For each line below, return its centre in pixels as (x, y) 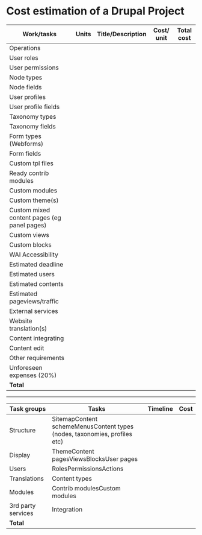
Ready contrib (29, 173)
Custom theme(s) (34, 200)
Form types (26, 136)
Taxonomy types (33, 116)
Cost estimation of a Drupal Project (95, 11)
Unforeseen (26, 367)
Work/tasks (40, 34)
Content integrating (37, 338)
